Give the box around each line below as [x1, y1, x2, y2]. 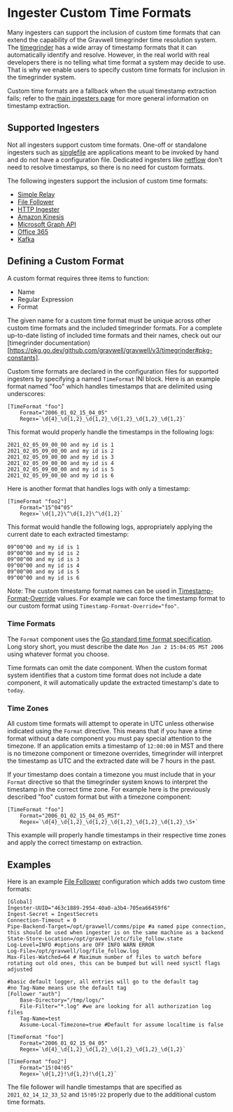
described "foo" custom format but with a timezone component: [7, 792, 192, 802]
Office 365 [17, 227, 49, 236]
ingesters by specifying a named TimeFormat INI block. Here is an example [7, 374, 220, 383]
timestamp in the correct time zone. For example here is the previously [7, 785, 211, 794]
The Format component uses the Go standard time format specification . [7, 634, 213, 643]
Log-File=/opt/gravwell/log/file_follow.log [7, 947, 139, 955]
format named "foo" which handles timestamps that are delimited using [7, 381, 213, 391]
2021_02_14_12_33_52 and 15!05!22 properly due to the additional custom [7, 1090, 217, 1099]
